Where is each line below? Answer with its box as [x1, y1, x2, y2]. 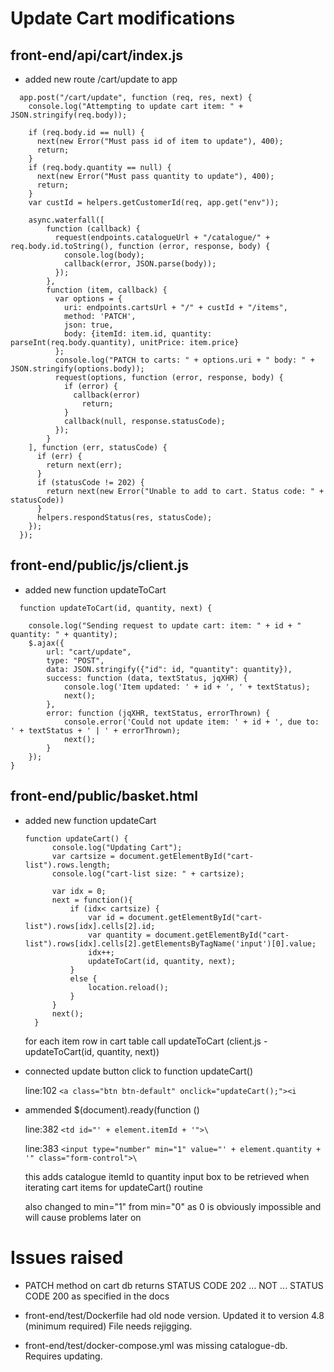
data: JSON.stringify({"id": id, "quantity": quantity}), [46, 664, 293, 674]
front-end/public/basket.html [10, 788, 198, 805]
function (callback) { [46, 224, 141, 234]
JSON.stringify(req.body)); [10, 110, 128, 120]
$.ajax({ [28, 638, 65, 648]
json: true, [63, 320, 114, 330]
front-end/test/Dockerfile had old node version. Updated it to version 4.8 [24, 1309, 325, 1321]
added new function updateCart [24, 814, 157, 826]
